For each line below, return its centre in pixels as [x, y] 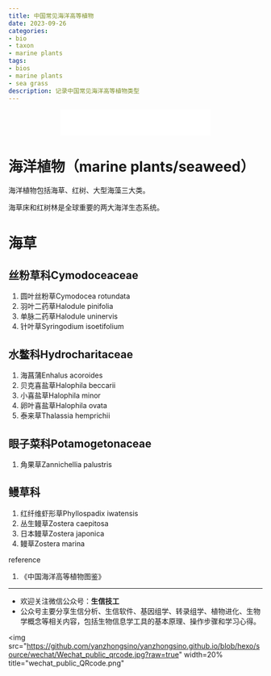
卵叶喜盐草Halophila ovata [63, 406]
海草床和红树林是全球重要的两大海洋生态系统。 [86, 207]
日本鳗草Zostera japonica [62, 533]
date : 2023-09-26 [38, 23]
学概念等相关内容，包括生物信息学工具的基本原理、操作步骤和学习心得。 [140, 621]
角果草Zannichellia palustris [66, 464]
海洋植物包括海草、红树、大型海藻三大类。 [79, 190]
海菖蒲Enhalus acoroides [61, 375]
